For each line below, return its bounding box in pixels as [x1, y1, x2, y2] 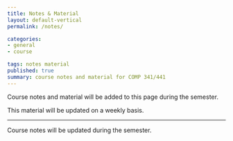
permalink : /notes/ [7, 23, 64, 30]
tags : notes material [7, 61, 70, 68]
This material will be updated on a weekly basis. [7, 106, 144, 114]
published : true [7, 67, 54, 74]
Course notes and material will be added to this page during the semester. [7, 93, 218, 101]
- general [7, 42, 36, 49]
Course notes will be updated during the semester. [7, 126, 152, 134]
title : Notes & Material [7, 10, 79, 17]
